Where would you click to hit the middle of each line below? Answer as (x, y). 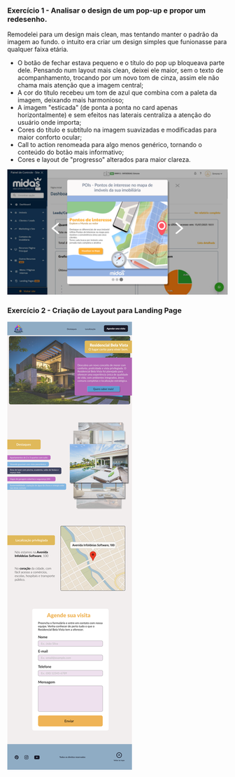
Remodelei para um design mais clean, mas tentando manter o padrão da (113, 34)
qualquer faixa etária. (38, 49)
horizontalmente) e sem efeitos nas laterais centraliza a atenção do (114, 115)
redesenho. (27, 19)
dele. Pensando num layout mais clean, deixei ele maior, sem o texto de (120, 70)
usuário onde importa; (49, 123)
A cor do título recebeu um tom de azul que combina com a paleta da (117, 92)
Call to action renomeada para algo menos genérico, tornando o (110, 145)
